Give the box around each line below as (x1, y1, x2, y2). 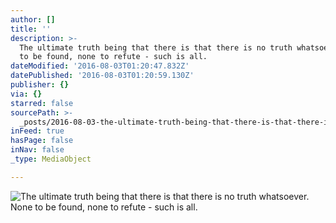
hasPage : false (10, 136, 74, 146)
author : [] (10, 14, 56, 25)
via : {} (10, 89, 43, 99)
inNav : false (10, 145, 65, 155)
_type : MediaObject (10, 154, 92, 164)
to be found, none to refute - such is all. (19, 52, 208, 62)
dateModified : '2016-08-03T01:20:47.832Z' (10, 61, 190, 71)
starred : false (10, 98, 74, 108)
